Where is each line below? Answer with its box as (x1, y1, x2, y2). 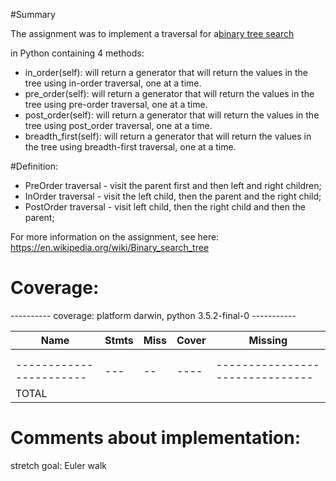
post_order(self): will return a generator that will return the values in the (24, 109, 320, 121)
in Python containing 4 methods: (10, 47, 145, 59)
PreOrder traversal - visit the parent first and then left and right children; (24, 180, 322, 191)
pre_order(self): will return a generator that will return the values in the (24, 88, 315, 99)
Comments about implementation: (10, 427, 302, 449)
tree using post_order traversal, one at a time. (24, 120, 213, 131)
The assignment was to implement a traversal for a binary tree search (10, 28, 295, 39)
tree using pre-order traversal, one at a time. (24, 99, 208, 110)
